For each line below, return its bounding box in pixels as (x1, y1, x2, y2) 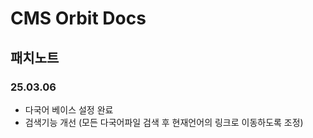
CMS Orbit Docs (10, 7, 147, 30)
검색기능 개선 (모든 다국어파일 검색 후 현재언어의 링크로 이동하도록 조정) (24, 116, 304, 128)
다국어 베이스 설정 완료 (24, 103, 114, 116)
